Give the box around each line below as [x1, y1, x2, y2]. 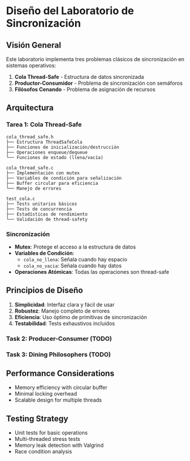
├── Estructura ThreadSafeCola [6, 139, 83, 145]
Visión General [6, 40, 62, 50]
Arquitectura [6, 103, 54, 113]
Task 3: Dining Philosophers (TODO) [6, 350, 111, 359]
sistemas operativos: [6, 62, 56, 69]
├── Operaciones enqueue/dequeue [6, 149, 88, 155]
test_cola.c [6, 195, 35, 201]
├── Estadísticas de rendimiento [6, 211, 88, 217]
